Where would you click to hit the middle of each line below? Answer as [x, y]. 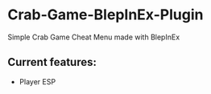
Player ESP [37, 81]
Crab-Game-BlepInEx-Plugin [105, 15]
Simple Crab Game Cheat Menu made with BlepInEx [94, 37]
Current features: [52, 62]
